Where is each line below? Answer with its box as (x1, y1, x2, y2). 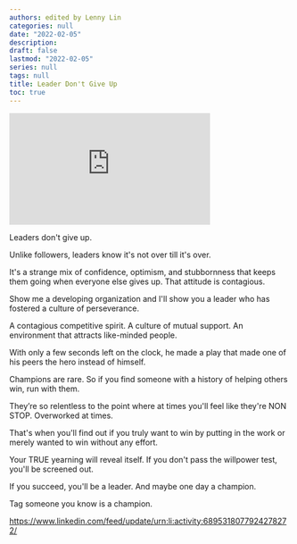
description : (9, 38, 58, 47)
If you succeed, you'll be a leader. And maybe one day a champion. (9, 481, 257, 491)
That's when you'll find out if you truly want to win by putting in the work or (9, 427, 285, 438)
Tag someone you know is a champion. (9, 498, 153, 509)
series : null (9, 63, 58, 72)
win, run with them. (9, 383, 80, 394)
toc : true (9, 88, 46, 96)
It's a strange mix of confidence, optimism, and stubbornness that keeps (9, 266, 276, 277)
